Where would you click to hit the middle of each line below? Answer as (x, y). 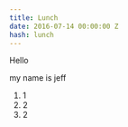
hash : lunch (32, 34)
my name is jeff (38, 78)
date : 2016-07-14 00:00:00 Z (64, 26)
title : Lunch (34, 18)
